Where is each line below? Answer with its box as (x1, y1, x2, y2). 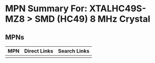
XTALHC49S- (89, 3, 147, 14)
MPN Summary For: (5, 3, 88, 14)
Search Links (58, 48, 90, 54)
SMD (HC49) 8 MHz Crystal (34, 13, 151, 25)
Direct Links (24, 48, 54, 54)
